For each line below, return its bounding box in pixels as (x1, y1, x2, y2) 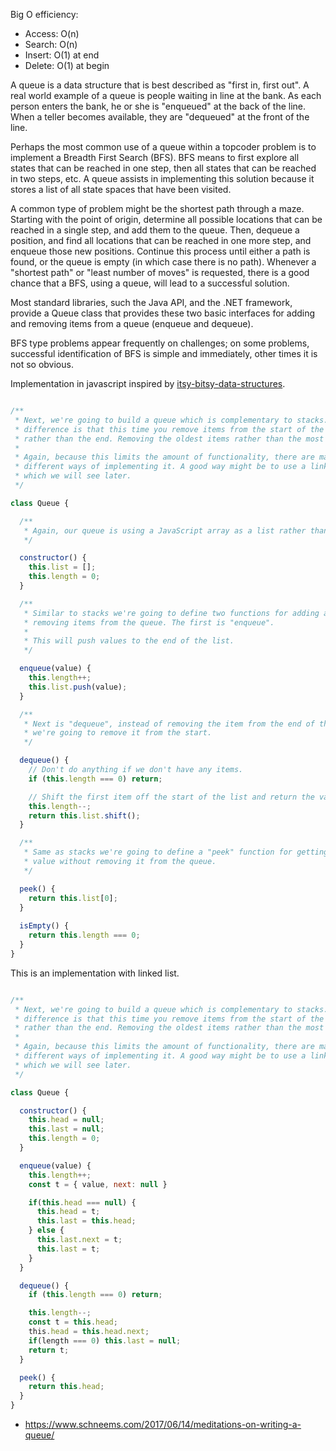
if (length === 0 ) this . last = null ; (28, 1335, 182, 1346)
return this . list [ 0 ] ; (28, 893, 118, 903)
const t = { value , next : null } (28, 1179, 168, 1189)
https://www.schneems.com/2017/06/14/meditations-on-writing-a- (24, 1419, 302, 1430)
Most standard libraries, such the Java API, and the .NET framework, (10, 297, 293, 308)
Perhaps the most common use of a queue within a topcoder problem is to (10, 141, 317, 153)
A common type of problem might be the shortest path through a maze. (10, 203, 305, 214)
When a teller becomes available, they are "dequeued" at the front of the (10, 111, 310, 123)
